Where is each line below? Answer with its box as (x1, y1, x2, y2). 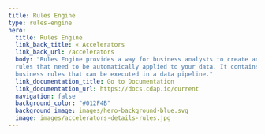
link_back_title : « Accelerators (15, 41, 125, 49)
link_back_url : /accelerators (15, 48, 114, 56)
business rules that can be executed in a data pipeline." (15, 70, 214, 78)
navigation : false (15, 92, 77, 100)
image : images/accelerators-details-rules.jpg (15, 114, 171, 122)
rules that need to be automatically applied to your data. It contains (15, 63, 259, 71)
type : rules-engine (8, 19, 73, 27)
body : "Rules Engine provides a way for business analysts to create (15, 56, 248, 64)
